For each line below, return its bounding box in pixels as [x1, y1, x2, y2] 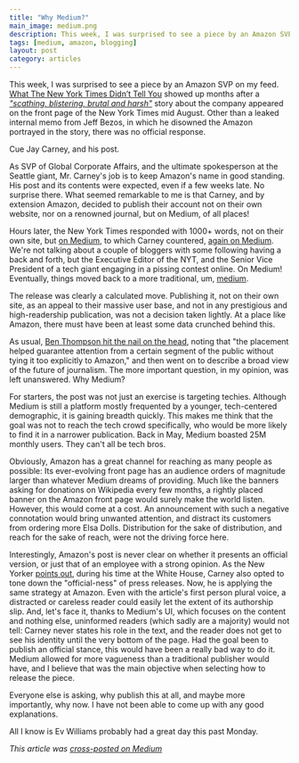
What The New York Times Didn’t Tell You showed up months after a [9, 88, 260, 99]
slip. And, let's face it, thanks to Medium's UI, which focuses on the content [9, 606, 287, 617]
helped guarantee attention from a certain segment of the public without [9, 345, 274, 356]
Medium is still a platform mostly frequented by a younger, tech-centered [9, 401, 278, 411]
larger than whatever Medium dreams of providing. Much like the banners [9, 475, 279, 485]
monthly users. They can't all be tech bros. [9, 439, 166, 449]
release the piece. [9, 673, 76, 683]
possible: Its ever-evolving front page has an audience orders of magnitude [9, 466, 287, 476]
